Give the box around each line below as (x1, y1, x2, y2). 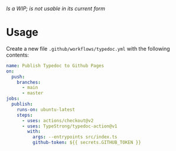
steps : (17, 112, 33, 118)
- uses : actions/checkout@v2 (21, 117, 94, 123)
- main (21, 85, 38, 91)
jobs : (6, 96, 19, 102)
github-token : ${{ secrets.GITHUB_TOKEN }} (32, 140, 142, 146)
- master (21, 90, 44, 96)
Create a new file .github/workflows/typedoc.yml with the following (6, 45, 170, 52)
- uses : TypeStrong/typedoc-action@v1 (21, 123, 118, 129)
